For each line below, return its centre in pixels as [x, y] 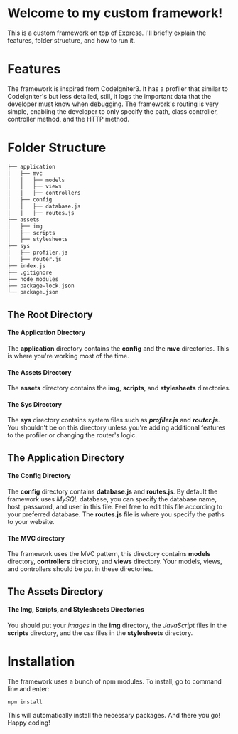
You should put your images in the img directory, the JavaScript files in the [117, 625]
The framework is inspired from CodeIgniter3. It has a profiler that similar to [118, 89]
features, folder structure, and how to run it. [71, 40]
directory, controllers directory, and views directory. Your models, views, [115, 562]
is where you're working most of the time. [68, 356]
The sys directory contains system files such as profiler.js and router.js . [114, 420]
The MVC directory [36, 538]
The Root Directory [50, 314]
